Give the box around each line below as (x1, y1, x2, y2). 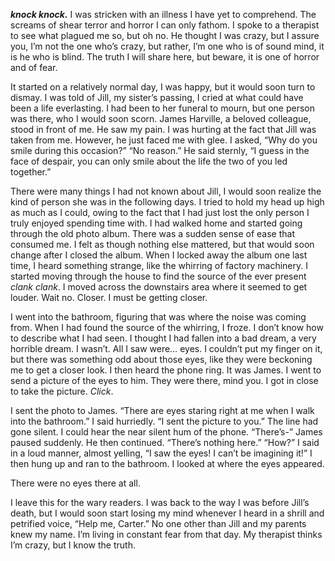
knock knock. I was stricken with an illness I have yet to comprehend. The (10, 9, 317, 20)
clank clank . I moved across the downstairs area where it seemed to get (10, 281, 308, 293)
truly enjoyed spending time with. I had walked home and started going (10, 217, 303, 229)
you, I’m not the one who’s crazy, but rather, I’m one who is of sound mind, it (10, 40, 325, 52)
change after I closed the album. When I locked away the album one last (10, 249, 308, 261)
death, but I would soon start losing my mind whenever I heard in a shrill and (10, 507, 325, 519)
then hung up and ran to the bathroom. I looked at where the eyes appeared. (10, 458, 325, 469)
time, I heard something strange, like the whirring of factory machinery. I (10, 260, 308, 271)
